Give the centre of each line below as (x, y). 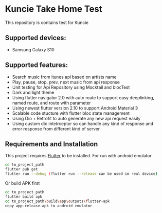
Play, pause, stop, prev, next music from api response (66, 82)
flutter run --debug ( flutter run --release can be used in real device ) (81, 174)
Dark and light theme (33, 92)
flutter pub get (21, 170)
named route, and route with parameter (51, 103)
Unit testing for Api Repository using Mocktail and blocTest (71, 87)
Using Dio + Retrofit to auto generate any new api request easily (76, 118)
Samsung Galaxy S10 (33, 49)
